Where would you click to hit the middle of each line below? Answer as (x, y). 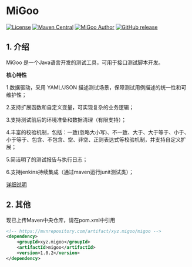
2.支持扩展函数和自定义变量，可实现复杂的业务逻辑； (70, 107)
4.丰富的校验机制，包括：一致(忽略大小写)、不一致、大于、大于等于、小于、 (98, 132)
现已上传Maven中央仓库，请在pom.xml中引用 (61, 220)
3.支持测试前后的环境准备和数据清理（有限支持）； (66, 119)
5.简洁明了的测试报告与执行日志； (47, 159)
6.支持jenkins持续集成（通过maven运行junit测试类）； (70, 172)
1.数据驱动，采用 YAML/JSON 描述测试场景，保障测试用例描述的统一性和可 (96, 87)
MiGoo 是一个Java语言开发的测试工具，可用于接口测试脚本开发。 (85, 62)
